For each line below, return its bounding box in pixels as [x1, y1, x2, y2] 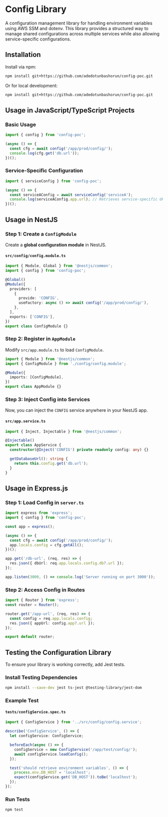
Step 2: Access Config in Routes [5, 586, 85, 593]
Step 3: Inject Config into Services [5, 396, 90, 403]
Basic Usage [5, 121, 36, 128]
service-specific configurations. [5, 36, 71, 42]
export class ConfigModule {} [5, 324, 68, 329]
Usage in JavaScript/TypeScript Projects [5, 106, 135, 115]
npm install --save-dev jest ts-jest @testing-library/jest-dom [5, 685, 142, 690]
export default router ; [5, 634, 55, 639]
